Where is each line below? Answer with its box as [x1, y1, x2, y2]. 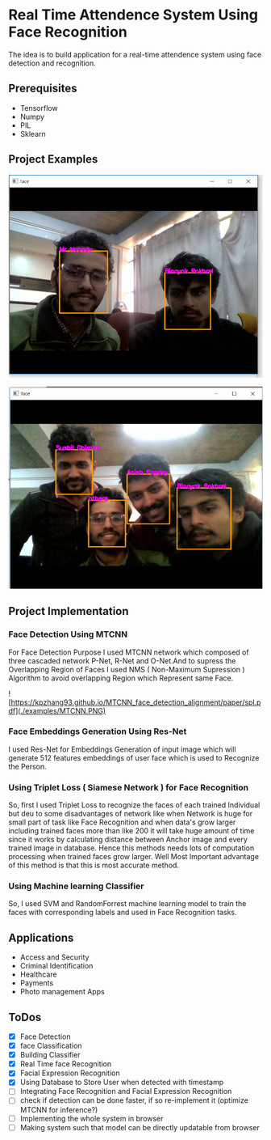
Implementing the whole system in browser [19, 1113, 164, 1123]
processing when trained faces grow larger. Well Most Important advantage [8, 852, 260, 862]
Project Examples [8, 152, 98, 167]
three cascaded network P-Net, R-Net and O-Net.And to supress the [8, 655, 236, 665]
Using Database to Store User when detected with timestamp [19, 1078, 224, 1087]
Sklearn [19, 129, 46, 138]
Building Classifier [19, 1050, 81, 1060]
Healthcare [19, 969, 58, 980]
